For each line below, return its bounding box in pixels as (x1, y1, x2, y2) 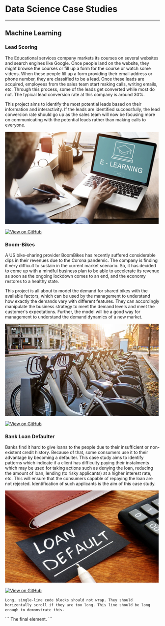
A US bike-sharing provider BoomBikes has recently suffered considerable (5, 252, 156, 258)
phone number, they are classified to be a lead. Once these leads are (5, 76, 145, 82)
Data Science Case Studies (5, 3, 118, 15)
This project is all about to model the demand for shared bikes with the (5, 287, 148, 293)
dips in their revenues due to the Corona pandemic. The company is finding (5, 257, 158, 263)
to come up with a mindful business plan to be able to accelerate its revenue (5, 268, 160, 274)
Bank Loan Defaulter (5, 433, 55, 440)
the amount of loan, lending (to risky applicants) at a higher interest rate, (5, 470, 152, 476)
